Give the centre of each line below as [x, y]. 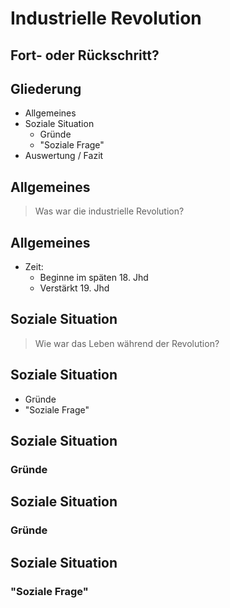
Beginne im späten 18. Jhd [94, 278]
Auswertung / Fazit [64, 156]
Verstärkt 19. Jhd [74, 288]
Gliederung [46, 88]
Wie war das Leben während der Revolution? [127, 343]
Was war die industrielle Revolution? [109, 211]
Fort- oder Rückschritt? [85, 55]
